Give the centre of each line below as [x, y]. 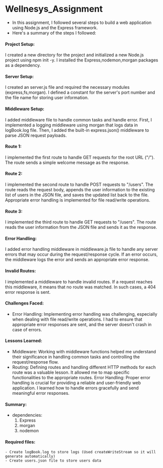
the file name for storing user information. [47, 98]
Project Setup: [20, 44]
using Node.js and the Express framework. [55, 27]
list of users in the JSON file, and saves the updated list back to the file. [77, 195]
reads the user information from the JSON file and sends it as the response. [81, 227]
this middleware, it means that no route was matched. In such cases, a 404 [81, 287]
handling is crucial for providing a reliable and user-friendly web [76, 383]
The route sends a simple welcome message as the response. [67, 163]
